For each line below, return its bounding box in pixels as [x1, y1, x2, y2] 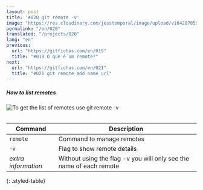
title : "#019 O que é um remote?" [11, 54, 98, 60]
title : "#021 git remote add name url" [11, 70, 112, 76]
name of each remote [58, 162, 120, 170]
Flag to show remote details [58, 145, 137, 153]
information [9, 162, 42, 170]
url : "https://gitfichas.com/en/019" [11, 48, 107, 54]
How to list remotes [6, 88, 56, 96]
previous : [6, 43, 31, 49]
